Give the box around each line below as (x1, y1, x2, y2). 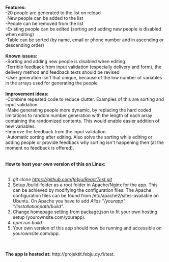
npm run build (12, 220, 42, 225)
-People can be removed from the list (5, 20, 84, 26)
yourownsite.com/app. (12, 230, 60, 236)
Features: (5, 5, 26, 10)
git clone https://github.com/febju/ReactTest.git (12, 177, 112, 182)
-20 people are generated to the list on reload (5, 10, 101, 16)
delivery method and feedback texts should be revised (5, 69, 120, 75)
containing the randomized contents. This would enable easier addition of (5, 118, 160, 124)
